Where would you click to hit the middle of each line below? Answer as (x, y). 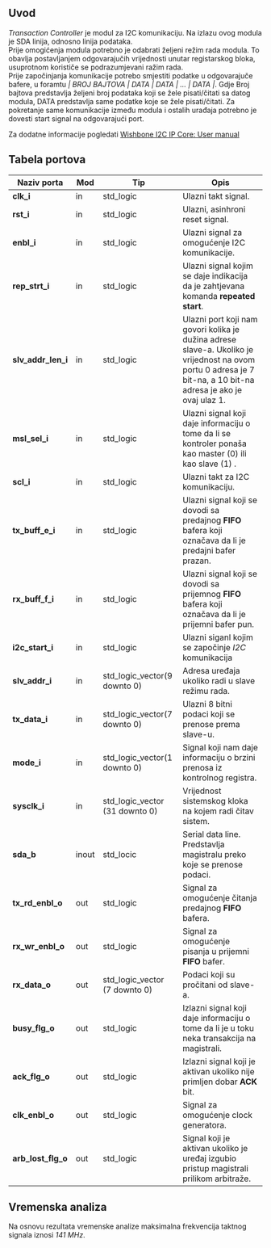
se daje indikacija (215, 275)
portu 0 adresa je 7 (219, 369)
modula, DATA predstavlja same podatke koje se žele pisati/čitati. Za (122, 101)
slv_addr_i (32, 680)
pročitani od (205, 985)
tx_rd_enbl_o (38, 902)
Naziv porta (40, 183)
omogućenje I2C (214, 242)
